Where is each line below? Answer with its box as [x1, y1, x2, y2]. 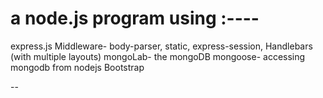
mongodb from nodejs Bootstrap [10, 61, 145, 73]
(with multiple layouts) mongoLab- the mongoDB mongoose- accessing [10, 50, 306, 62]
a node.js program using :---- [10, 7, 260, 30]
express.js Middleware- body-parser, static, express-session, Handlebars [10, 40, 313, 52]
